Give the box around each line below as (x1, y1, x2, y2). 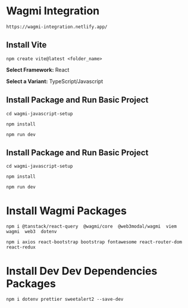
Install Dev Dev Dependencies (6, 264, 158, 278)
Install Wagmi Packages (6, 204, 127, 218)
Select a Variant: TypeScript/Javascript (6, 77, 104, 84)
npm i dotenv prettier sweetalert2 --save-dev (6, 296, 124, 303)
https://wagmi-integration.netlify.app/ (6, 24, 108, 30)
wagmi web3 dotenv (6, 229, 58, 235)
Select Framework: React (6, 66, 70, 73)
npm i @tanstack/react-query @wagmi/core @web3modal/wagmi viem (6, 224, 177, 230)
